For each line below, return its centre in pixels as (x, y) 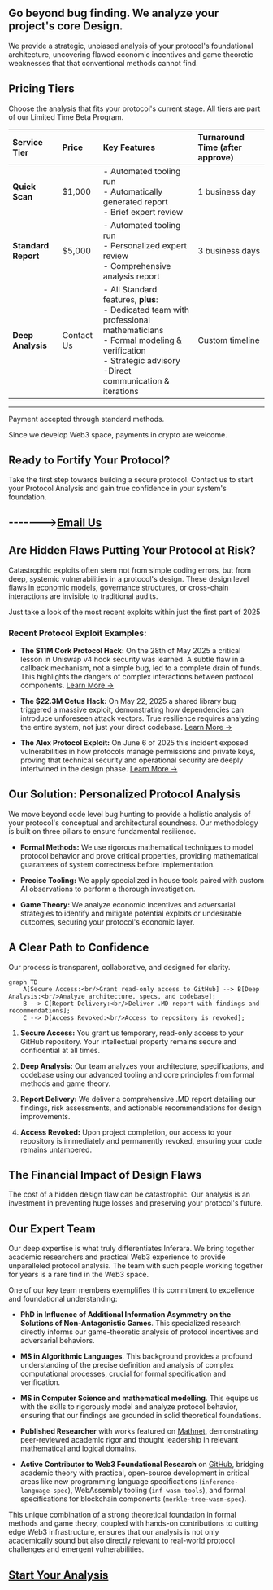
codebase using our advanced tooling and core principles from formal (137, 1074)
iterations (121, 391)
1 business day (227, 191)
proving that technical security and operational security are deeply (132, 760)
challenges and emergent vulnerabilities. (76, 1549)
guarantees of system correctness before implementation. (117, 864)
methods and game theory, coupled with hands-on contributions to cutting (133, 1523)
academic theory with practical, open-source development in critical (134, 1473)
